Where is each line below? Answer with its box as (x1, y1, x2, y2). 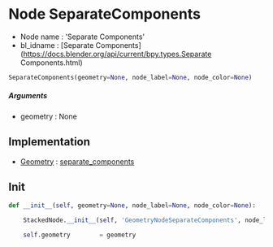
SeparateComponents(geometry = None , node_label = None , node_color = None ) (8, 73, 253, 81)
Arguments (8, 91, 48, 101)
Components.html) (19, 58, 83, 67)
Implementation (8, 135, 91, 149)
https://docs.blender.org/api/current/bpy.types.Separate (23, 49, 212, 58)
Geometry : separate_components (19, 156, 135, 167)
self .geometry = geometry (23, 231, 136, 240)
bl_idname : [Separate (19, 40, 94, 50)
